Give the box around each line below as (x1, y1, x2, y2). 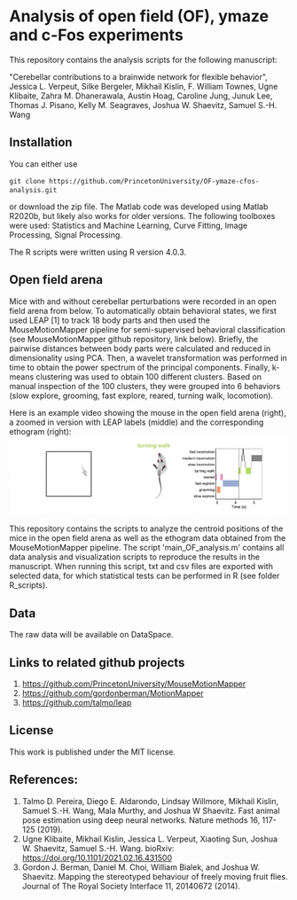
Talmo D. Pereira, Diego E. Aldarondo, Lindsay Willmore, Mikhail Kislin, (21, 795, 279, 806)
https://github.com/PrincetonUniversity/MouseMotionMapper (21, 678, 246, 689)
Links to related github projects (9, 654, 185, 670)
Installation (9, 135, 73, 150)
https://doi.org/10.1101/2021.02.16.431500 (21, 852, 173, 863)
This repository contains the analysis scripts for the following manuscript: (9, 54, 277, 65)
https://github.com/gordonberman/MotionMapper (21, 687, 204, 698)
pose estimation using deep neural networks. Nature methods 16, (21, 814, 261, 826)
